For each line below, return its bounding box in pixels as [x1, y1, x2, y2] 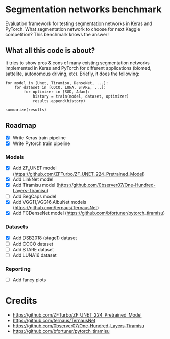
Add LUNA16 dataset [12, 252, 57, 258]
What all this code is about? [5, 46, 95, 55]
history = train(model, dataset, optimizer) [32, 93, 129, 99]
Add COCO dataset [12, 240, 54, 247]
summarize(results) [5, 107, 47, 112]
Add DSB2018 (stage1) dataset [12, 235, 77, 241]
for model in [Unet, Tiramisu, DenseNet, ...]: [5, 80, 109, 85]
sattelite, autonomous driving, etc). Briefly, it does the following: [5, 70, 139, 77]
